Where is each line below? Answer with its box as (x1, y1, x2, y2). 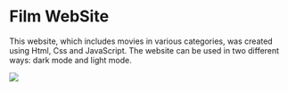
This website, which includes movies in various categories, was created (9, 36, 274, 46)
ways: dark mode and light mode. (9, 54, 132, 65)
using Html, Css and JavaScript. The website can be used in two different (9, 45, 279, 55)
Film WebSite (9, 6, 110, 27)
